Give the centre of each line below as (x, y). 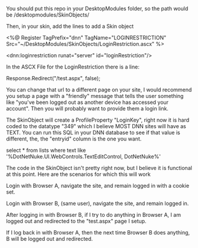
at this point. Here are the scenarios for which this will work (78, 174)
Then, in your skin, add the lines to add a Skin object (70, 26)
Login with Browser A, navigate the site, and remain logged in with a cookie (98, 186)
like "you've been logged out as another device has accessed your (87, 102)
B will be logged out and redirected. (50, 239)
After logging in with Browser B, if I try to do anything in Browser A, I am (94, 215)
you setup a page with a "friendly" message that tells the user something (95, 96)
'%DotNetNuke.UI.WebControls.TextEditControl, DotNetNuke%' (84, 156)
